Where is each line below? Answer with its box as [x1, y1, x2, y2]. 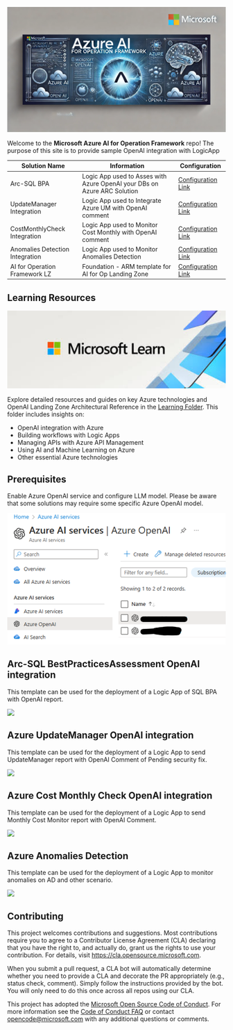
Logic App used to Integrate [82, 196, 162, 204]
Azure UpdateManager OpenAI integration [7, 730, 194, 742]
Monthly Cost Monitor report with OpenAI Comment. [7, 815, 157, 824]
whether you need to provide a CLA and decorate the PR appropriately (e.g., [7, 972, 225, 980]
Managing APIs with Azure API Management [17, 439, 144, 447]
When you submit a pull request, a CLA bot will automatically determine [7, 965, 212, 973]
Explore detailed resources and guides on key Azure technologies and [7, 395, 207, 404]
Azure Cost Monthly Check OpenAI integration [7, 790, 213, 802]
